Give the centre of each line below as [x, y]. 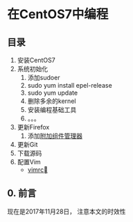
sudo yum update [53, 93]
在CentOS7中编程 [58, 14]
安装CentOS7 [36, 60]
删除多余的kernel [52, 101]
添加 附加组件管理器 [55, 136]
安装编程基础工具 [52, 110]
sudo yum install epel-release [70, 85]
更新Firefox [33, 127]
